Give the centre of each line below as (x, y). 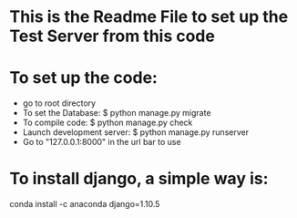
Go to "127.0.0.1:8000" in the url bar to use (102, 142)
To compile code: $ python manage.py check (108, 123)
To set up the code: (83, 78)
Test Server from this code (113, 36)
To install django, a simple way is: (139, 179)
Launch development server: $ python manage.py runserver (135, 132)
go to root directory (59, 103)
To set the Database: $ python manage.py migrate (117, 113)
